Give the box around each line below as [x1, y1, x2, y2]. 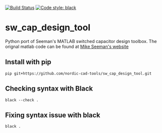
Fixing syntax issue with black [5, 111, 101, 119]
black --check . [5, 97, 39, 102]
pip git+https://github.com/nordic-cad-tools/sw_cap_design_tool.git [5, 71, 152, 76]
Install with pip [5, 58, 52, 66]
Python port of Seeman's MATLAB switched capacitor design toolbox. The [5, 38, 157, 44]
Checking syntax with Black [5, 85, 93, 93]
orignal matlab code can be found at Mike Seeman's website [5, 44, 129, 49]
